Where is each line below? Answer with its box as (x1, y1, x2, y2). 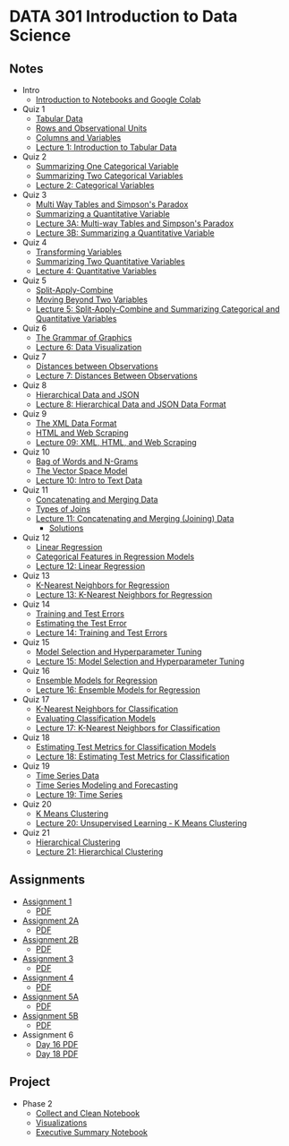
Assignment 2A (21, 915, 79, 926)
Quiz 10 (21, 446, 51, 457)
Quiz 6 (21, 323, 47, 333)
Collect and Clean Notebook (35, 1107, 140, 1118)
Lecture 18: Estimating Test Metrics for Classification (35, 751, 230, 762)
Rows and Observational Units (35, 123, 148, 134)
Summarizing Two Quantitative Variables (35, 256, 185, 266)
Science (9, 25, 72, 46)
